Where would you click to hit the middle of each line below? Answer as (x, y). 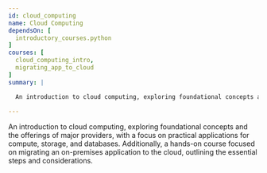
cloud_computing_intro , (54, 61)
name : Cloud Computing (46, 23)
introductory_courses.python (64, 38)
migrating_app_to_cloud (54, 68)
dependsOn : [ (30, 30)
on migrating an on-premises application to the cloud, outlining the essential (133, 152)
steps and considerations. (50, 161)
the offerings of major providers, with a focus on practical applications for (129, 136)
